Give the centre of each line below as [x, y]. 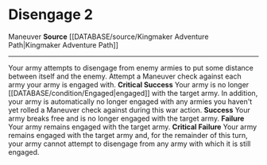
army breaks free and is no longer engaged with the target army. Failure [126, 118]
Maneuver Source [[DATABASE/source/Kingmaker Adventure [108, 36]
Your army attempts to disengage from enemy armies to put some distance [131, 67]
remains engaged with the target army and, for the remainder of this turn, [128, 135]
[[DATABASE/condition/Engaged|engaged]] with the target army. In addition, [133, 93]
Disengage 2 [51, 15]
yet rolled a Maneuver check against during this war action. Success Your [129, 109]
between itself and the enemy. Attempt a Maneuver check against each [125, 76]
